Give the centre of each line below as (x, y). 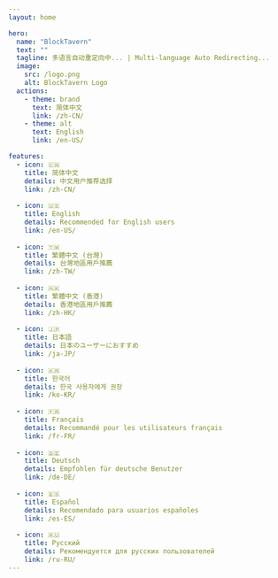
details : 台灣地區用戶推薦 (69, 263)
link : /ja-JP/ (50, 354)
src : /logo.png (52, 75)
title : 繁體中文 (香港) (64, 296)
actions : (32, 91)
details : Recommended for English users (100, 222)
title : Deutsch (52, 461)
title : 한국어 (47, 378)
